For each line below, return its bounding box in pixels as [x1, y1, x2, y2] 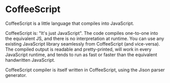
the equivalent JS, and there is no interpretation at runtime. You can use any [5, 35, 164, 41]
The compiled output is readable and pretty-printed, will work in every [5, 46, 152, 52]
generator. [5, 72, 27, 78]
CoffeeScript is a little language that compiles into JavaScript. [5, 20, 134, 26]
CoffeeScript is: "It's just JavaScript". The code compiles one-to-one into [5, 30, 158, 36]
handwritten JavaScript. [5, 57, 55, 63]
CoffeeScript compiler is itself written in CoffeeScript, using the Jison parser [5, 67, 165, 73]
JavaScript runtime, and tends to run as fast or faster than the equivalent [5, 52, 157, 58]
